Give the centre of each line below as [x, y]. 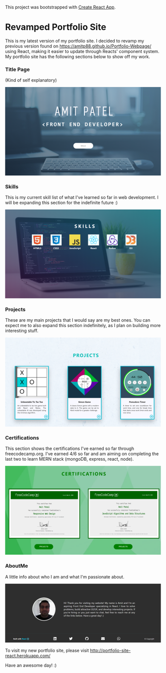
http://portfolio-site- [110, 650]
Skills [12, 187]
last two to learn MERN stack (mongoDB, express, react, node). [69, 459]
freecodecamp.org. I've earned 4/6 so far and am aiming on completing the [82, 454]
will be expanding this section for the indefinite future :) [62, 203]
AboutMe [17, 566]
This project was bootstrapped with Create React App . [61, 7]
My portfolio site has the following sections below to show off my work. [78, 56]
